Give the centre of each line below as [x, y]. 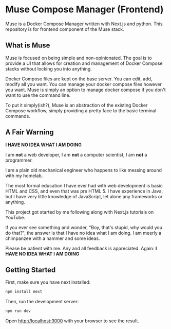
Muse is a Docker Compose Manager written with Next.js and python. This [84, 24]
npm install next [24, 292]
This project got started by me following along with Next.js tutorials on [80, 212]
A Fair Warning [30, 132]
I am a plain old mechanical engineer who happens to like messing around [83, 170]
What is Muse [28, 46]
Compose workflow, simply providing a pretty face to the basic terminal [81, 110]
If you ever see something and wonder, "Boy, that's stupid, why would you [84, 227]
